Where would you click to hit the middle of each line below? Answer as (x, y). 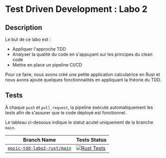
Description (24, 28)
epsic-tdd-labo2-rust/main (40, 148)
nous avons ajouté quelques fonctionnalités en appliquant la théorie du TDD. (83, 80)
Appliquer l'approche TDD (39, 49)
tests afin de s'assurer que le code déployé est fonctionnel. (66, 112)
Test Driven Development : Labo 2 (76, 9)
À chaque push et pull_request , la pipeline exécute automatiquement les (79, 107)
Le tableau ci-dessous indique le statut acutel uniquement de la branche (79, 122)
